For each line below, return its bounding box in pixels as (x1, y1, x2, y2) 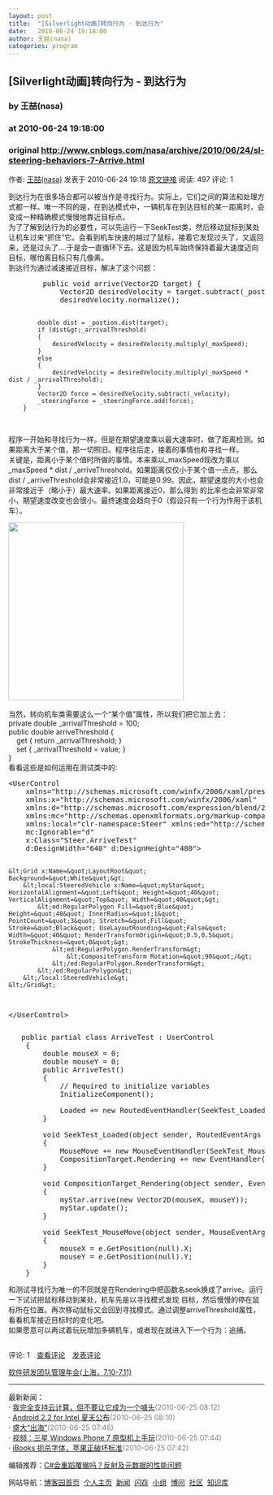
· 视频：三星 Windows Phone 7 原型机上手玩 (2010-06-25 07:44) (8, 1432, 222, 1442)
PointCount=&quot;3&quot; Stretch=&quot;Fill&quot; (8, 916, 187, 925)
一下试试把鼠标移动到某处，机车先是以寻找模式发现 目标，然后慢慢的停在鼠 (8, 1294, 260, 1304)
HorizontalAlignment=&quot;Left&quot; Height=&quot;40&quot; (8, 888, 220, 896)
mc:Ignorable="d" (25, 827, 95, 837)
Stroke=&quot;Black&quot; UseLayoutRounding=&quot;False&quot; (8, 924, 227, 932)
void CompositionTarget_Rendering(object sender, (42, 1179, 245, 1188)
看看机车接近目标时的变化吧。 (8, 1315, 108, 1324)
